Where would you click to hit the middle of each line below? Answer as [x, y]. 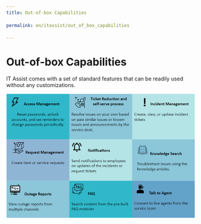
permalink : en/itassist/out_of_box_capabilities [68, 25]
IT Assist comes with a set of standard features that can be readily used [95, 79]
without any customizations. [41, 85]
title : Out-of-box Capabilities [46, 13]
